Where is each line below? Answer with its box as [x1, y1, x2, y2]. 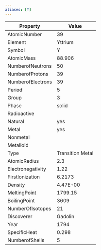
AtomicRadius [7, 157, 39, 164]
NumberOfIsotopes [7, 205, 51, 212]
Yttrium [56, 38, 74, 45]
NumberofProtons [7, 70, 49, 77]
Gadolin [56, 213, 74, 220]
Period [7, 86, 23, 93]
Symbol [7, 47, 25, 54]
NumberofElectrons [7, 78, 52, 85]
